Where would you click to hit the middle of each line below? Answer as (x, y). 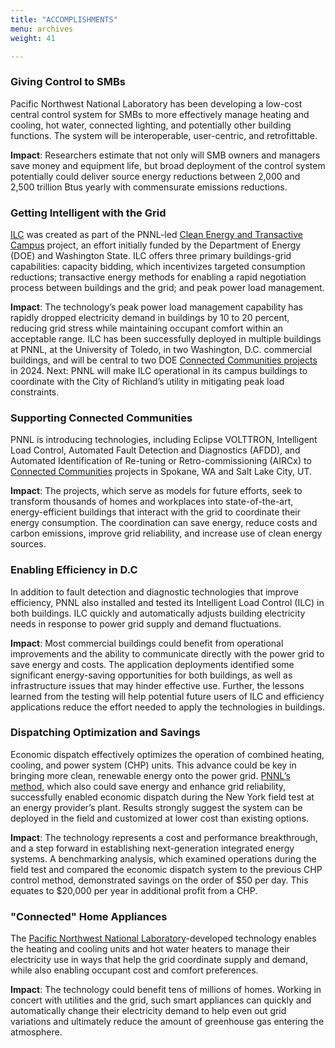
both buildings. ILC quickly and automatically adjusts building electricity (158, 613)
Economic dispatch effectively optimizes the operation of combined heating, (167, 754)
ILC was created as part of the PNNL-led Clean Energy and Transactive (156, 234)
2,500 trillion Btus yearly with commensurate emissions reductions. (149, 187)
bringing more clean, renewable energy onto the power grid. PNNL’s (150, 775)
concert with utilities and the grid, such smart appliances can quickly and (161, 1000)
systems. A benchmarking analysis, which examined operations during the (163, 858)
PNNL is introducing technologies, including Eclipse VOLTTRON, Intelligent (164, 440)
